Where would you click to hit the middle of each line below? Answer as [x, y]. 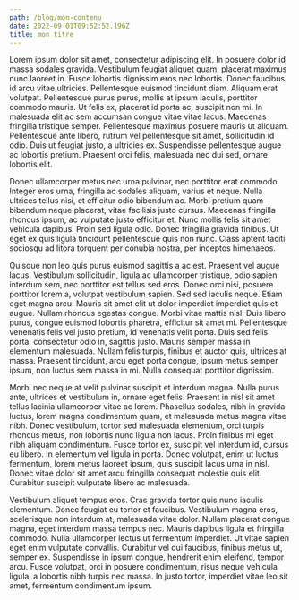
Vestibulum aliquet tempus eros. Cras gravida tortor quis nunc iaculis [137, 500]
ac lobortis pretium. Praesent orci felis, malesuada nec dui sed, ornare [139, 155]
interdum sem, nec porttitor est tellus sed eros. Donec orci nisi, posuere [141, 285]
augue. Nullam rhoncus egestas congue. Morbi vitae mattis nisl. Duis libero [148, 313]
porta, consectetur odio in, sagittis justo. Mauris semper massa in [130, 342]
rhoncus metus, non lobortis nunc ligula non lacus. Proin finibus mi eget [141, 435]
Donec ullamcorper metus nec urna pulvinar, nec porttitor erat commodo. [145, 182]
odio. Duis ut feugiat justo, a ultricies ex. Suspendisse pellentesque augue [145, 145]
